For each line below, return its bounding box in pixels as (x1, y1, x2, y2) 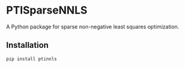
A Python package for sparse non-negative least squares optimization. (6, 23, 180, 30)
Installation (6, 40, 49, 50)
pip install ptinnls (6, 56, 58, 62)
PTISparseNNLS (6, 4, 87, 17)
